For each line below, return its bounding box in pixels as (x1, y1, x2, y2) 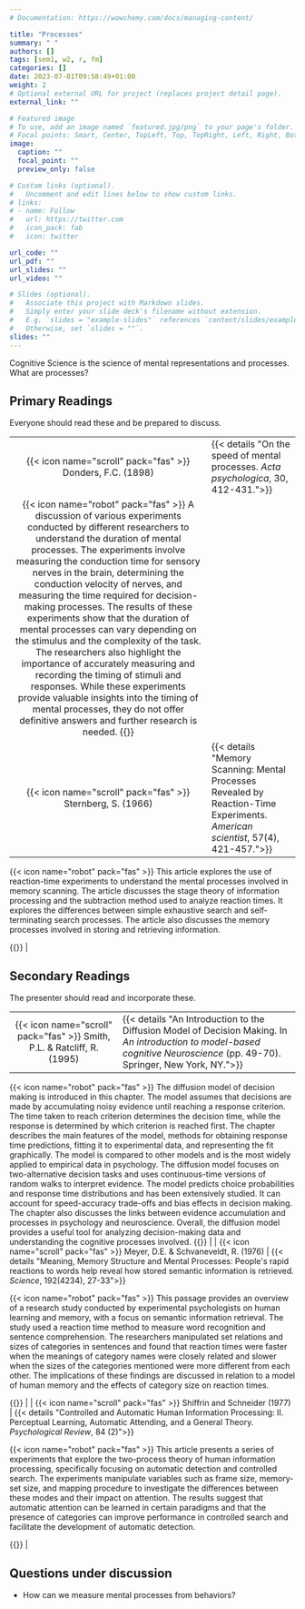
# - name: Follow (9, 207, 75, 216)
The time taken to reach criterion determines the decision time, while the (9, 1111, 281, 1122)
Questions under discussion (9, 1565, 172, 1581)
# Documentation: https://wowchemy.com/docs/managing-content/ (9, 13, 254, 23)
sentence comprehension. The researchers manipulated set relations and (9, 1331, 283, 1342)
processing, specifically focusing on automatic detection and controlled (9, 1463, 278, 1474)
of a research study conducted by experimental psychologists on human (9, 1302, 281, 1313)
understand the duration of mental (34, 532, 182, 545)
